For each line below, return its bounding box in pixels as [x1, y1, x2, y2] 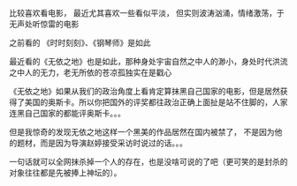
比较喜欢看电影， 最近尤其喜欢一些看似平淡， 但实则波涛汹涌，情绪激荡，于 [9, 8, 285, 18]
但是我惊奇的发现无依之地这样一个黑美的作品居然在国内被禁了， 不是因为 [9, 127, 275, 137]
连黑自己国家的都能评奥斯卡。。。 [9, 108, 126, 118]
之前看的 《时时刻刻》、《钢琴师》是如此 [9, 38, 151, 48]
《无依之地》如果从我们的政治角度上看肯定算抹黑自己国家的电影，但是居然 [9, 86, 280, 96]
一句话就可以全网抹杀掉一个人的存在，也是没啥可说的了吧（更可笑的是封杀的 [9, 157, 288, 167]
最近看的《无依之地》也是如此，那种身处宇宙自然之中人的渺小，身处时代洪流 [9, 56, 288, 66]
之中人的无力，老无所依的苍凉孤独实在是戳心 [9, 67, 172, 78]
